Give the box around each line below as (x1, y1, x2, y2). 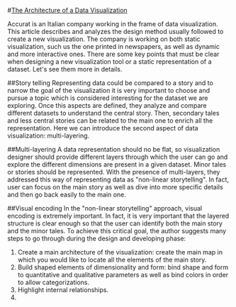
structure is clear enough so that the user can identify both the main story (7, 219, 223, 228)
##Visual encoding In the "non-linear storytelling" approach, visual (7, 204, 203, 212)
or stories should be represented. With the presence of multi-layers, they (7, 168, 220, 176)
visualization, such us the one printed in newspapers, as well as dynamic (7, 43, 220, 50)
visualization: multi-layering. (7, 131, 90, 140)
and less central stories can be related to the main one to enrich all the (7, 116, 213, 125)
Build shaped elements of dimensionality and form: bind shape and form (17, 263, 229, 272)
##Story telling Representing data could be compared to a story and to (7, 79, 214, 87)
